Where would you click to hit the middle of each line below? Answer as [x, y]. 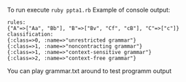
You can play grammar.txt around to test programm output [89, 71]
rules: [16, 23]
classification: [30, 34]
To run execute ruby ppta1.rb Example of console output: [89, 10]
